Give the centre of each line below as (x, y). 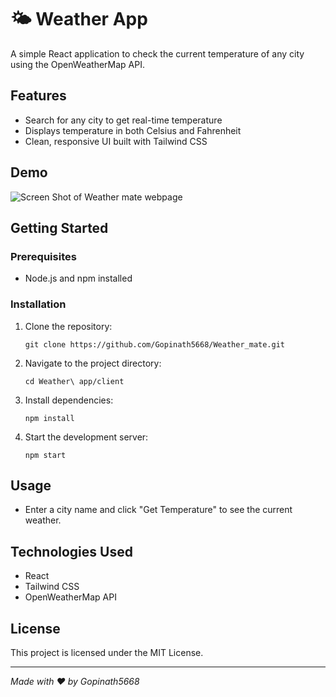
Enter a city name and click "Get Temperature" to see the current (158, 510)
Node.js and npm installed (78, 278)
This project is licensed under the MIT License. (107, 652)
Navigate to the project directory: (93, 363)
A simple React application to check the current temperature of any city (157, 53)
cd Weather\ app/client (74, 381)
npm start (45, 455)
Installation (38, 304)
